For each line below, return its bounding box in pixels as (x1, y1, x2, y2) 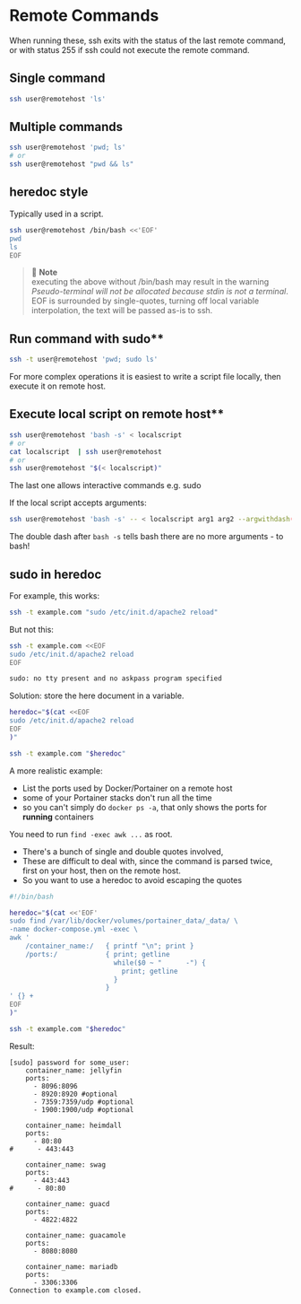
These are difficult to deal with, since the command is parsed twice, (21, 855, 273, 866)
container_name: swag (25, 1160, 106, 1169)
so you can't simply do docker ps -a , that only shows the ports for (21, 801, 267, 812)
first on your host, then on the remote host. (21, 865, 182, 876)
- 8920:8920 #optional (32, 1090, 118, 1098)
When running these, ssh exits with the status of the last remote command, (9, 35, 287, 46)
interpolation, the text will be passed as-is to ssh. (30, 305, 213, 316)
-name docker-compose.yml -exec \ (9, 925, 139, 934)
